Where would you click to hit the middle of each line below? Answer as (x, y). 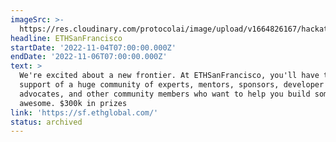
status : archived (46, 122)
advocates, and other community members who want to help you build (165, 94)
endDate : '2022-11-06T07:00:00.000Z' (89, 57)
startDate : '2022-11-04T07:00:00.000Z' (93, 47)
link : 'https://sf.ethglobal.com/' (84, 112)
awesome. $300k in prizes (73, 103)
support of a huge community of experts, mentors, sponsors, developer (172, 85)
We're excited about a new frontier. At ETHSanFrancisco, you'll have (169, 76)
